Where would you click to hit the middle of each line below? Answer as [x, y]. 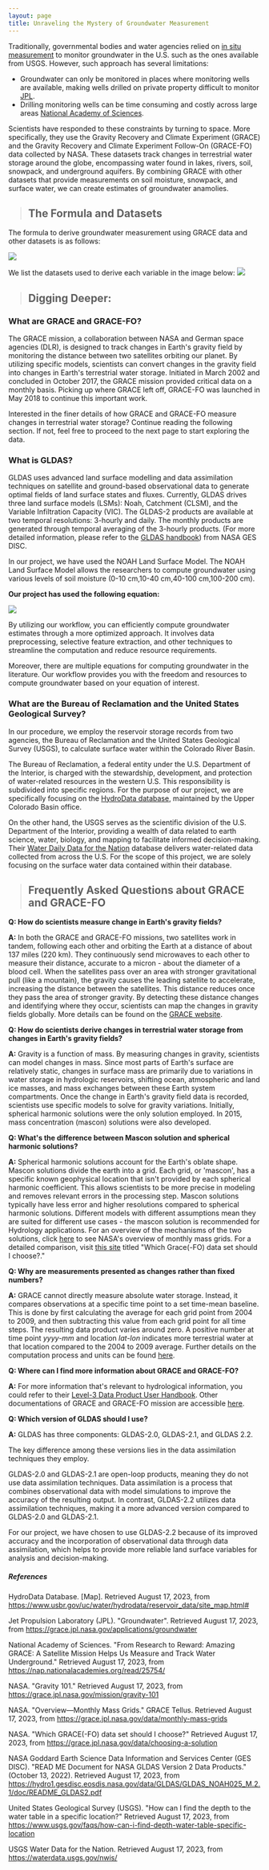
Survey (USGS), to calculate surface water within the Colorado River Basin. [132, 749]
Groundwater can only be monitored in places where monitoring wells [134, 79]
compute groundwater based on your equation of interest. [104, 683]
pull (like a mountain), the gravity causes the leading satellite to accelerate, [132, 980]
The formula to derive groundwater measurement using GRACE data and [128, 233]
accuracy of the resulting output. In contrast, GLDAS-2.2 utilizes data [122, 1500]
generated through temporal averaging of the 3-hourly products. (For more [132, 529]
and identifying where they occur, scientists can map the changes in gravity [133, 1006]
